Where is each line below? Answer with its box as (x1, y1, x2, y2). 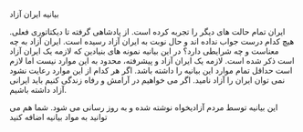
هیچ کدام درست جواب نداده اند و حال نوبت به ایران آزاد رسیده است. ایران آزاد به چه (9, 36, 295, 46)
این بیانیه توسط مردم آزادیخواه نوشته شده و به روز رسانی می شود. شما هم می (9, 102, 278, 113)
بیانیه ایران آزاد (9, 9, 59, 19)
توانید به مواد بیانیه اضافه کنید (9, 112, 108, 122)
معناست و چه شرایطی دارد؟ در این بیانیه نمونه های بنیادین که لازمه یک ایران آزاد (9, 46, 280, 56)
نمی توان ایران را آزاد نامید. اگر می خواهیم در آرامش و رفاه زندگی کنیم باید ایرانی (9, 75, 286, 86)
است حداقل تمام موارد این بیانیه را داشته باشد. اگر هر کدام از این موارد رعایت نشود (9, 65, 293, 76)
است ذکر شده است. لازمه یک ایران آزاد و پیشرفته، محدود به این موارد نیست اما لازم (9, 56, 295, 66)
